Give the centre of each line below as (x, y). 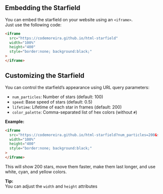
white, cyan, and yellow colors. (36, 172)
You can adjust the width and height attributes (51, 186)
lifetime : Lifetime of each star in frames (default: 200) (67, 107)
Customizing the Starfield (45, 76)
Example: (15, 121)
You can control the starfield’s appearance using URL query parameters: (77, 87)
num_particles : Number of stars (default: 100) (57, 97)
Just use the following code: (33, 25)
